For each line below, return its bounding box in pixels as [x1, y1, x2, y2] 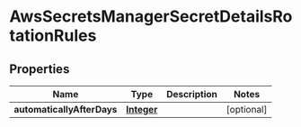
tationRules [9, 25, 97, 46]
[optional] [226, 104, 268, 115]
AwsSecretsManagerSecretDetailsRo [9, 6, 293, 27]
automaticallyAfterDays [13, 104, 118, 115]
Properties [9, 61, 70, 77]
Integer [125, 104, 158, 115]
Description [165, 88, 218, 100]
